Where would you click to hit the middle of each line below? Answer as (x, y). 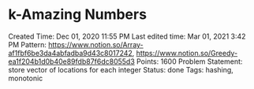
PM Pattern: (28, 44)
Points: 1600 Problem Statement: (190, 61)
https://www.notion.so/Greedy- (187, 53)
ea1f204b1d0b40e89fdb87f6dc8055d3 (72, 61)
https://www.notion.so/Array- (96, 44)
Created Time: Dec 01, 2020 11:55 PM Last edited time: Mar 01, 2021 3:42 (127, 36)
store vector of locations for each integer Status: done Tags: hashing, (121, 69)
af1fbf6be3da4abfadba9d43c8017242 (70, 53)
